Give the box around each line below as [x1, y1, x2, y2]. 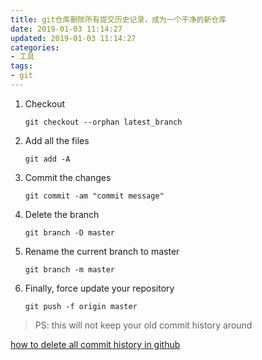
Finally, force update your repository [24, 282, 175, 294]
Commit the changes [24, 171, 112, 183]
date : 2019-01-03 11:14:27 [10, 24, 123, 34]
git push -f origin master [24, 301, 138, 311]
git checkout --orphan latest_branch [24, 117, 183, 127]
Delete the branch [24, 208, 100, 220]
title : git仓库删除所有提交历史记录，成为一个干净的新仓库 [10, 14, 227, 25]
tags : [10, 61, 33, 71]
